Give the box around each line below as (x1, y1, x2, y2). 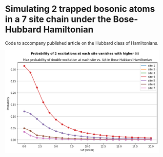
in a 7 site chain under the (5, 14, 111, 25)
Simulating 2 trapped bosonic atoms (5, 3, 155, 15)
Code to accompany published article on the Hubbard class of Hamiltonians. (5, 40, 159, 46)
